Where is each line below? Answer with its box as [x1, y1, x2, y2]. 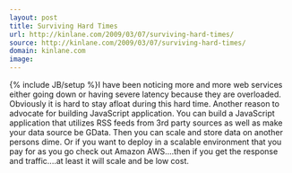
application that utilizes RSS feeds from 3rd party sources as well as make [9, 117, 283, 128]
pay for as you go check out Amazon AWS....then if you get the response [9, 146, 279, 157]
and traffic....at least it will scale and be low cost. [9, 156, 190, 166]
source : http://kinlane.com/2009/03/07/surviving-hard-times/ [9, 38, 246, 48]
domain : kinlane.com [9, 47, 87, 56]
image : [9, 55, 34, 64]
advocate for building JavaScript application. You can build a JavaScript [9, 108, 275, 118]
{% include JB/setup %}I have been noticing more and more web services [9, 80, 283, 90]
